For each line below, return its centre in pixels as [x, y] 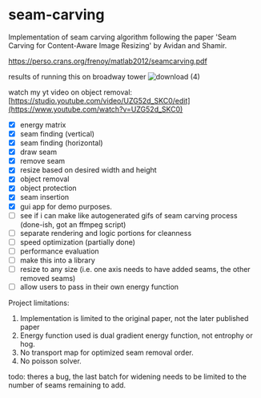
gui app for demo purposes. [66, 206]
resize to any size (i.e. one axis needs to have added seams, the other [135, 269]
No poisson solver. [50, 361]
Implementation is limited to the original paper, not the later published [134, 318]
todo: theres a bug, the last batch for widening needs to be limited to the [127, 376]
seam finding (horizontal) [61, 143]
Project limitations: [39, 303]
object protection [48, 188]
